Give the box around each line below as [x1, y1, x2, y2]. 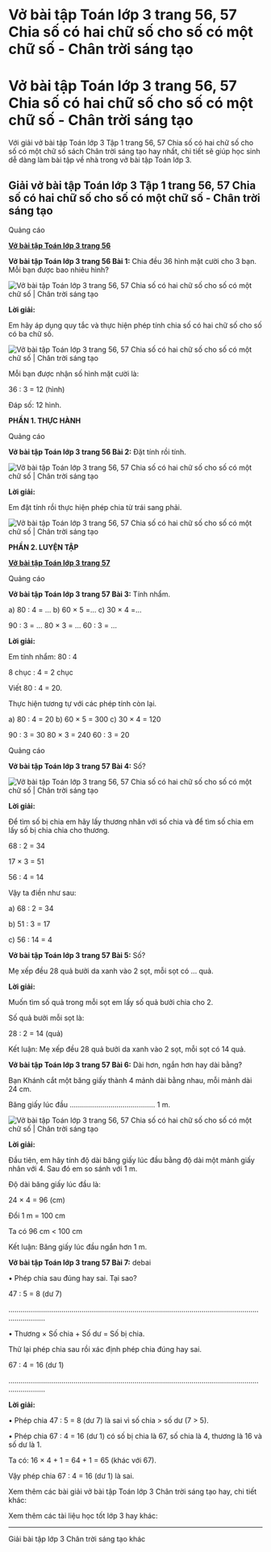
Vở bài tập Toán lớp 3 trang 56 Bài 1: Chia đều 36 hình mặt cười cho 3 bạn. [8, 256, 256, 266]
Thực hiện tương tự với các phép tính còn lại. [8, 698, 157, 708]
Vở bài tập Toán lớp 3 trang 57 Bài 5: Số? [8, 950, 146, 960]
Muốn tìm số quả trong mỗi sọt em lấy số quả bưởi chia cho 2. [8, 997, 214, 1006]
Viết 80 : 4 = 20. [8, 683, 63, 692]
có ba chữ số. [8, 328, 54, 338]
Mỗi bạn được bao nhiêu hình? [8, 265, 109, 274]
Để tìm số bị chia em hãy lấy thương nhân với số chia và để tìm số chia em [8, 817, 254, 826]
